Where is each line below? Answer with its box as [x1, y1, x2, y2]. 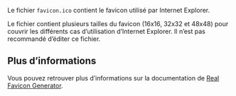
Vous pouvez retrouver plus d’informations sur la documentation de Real [7, 73, 220, 82]
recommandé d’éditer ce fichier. [7, 35, 101, 43]
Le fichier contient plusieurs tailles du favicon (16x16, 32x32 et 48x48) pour [7, 20, 229, 28]
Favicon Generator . [7, 81, 63, 90]
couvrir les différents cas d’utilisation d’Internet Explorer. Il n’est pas [7, 28, 206, 35]
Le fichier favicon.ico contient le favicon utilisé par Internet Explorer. [7, 6, 210, 14]
